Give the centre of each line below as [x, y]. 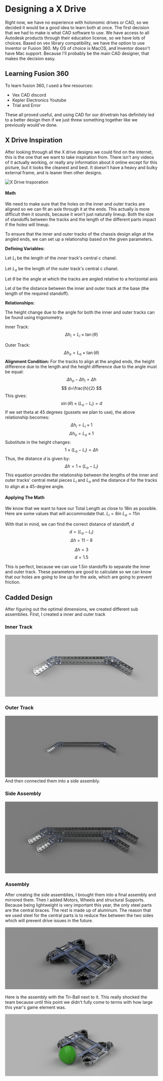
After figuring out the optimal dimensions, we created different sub [72, 609]
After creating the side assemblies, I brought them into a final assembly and [81, 895]
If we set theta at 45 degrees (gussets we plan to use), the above [70, 412]
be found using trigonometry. [34, 318]
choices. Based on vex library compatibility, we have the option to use [75, 43]
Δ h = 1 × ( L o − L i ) [81, 466]
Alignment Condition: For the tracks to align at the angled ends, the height [80, 361]
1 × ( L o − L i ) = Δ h [81, 450]
